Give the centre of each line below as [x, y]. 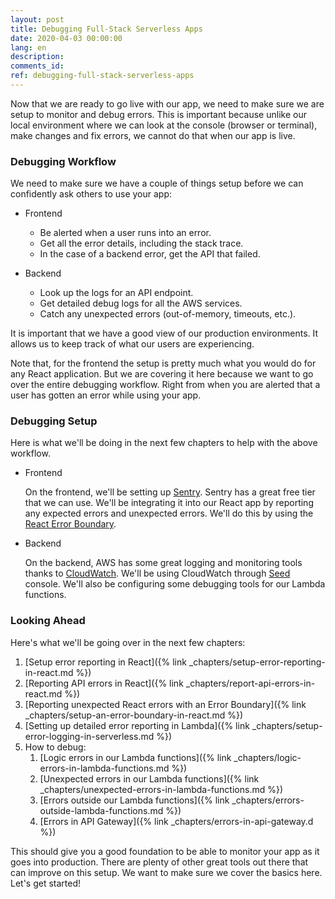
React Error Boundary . [70, 524]
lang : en [28, 47]
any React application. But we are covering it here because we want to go [162, 374]
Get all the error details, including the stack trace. [141, 243]
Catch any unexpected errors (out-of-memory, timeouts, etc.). [168, 314]
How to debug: [55, 747]
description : [37, 57]
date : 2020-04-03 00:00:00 [66, 38]
